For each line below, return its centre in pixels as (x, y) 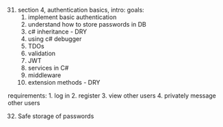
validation (42, 53)
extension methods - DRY (64, 82)
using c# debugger (55, 39)
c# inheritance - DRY (57, 31)
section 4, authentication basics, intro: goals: (81, 10)
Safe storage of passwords (56, 116)
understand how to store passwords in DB (87, 24)
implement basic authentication (72, 17)
